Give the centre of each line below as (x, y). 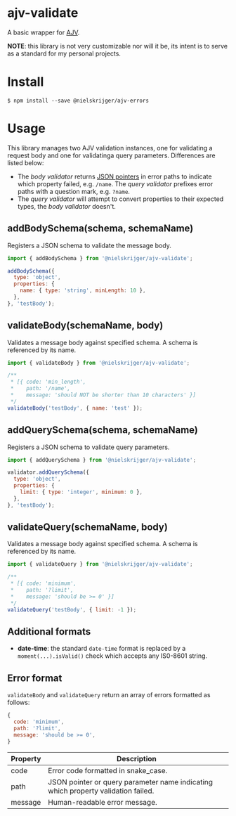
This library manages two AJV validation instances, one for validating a (110, 148)
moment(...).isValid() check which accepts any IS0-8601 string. (112, 656)
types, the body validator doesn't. (66, 206)
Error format (35, 678)
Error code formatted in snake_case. (108, 770)
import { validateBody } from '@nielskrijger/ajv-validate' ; (99, 363)
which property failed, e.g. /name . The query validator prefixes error (115, 183)
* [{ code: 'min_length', (48, 382)
